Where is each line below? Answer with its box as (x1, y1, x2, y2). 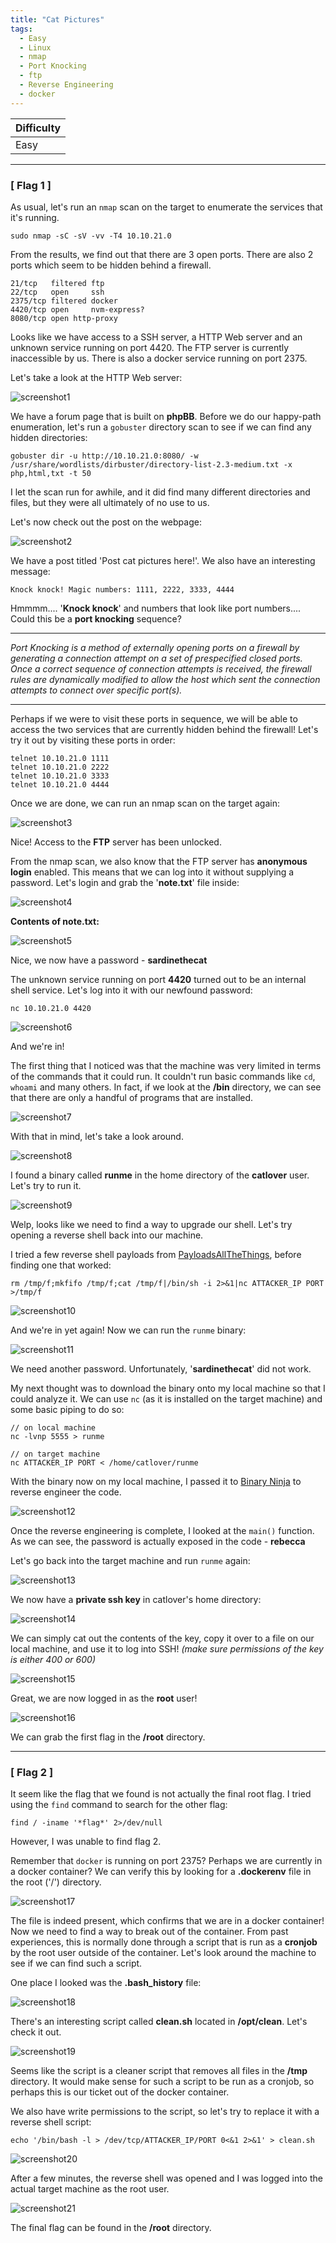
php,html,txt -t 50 (10, 468, 92, 478)
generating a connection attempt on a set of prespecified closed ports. (10, 652, 303, 664)
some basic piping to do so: (10, 1403, 125, 1415)
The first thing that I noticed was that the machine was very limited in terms (10, 1059, 322, 1071)
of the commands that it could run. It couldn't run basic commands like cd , (10, 1070, 316, 1082)
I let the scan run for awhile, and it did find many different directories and (10, 486, 311, 498)
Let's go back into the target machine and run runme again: (10, 1554, 251, 1566)
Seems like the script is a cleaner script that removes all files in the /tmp (10, 2065, 308, 2077)
